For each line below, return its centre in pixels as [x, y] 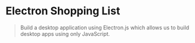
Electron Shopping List [63, 11]
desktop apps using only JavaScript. [65, 33]
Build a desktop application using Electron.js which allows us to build [105, 27]
